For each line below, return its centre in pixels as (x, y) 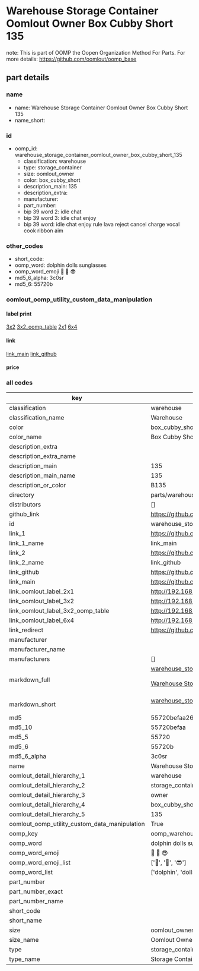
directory (22, 495)
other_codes (25, 246)
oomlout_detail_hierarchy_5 (47, 814)
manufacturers (30, 659)
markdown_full (30, 680)
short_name (26, 920)
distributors (25, 505)
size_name (24, 940)
